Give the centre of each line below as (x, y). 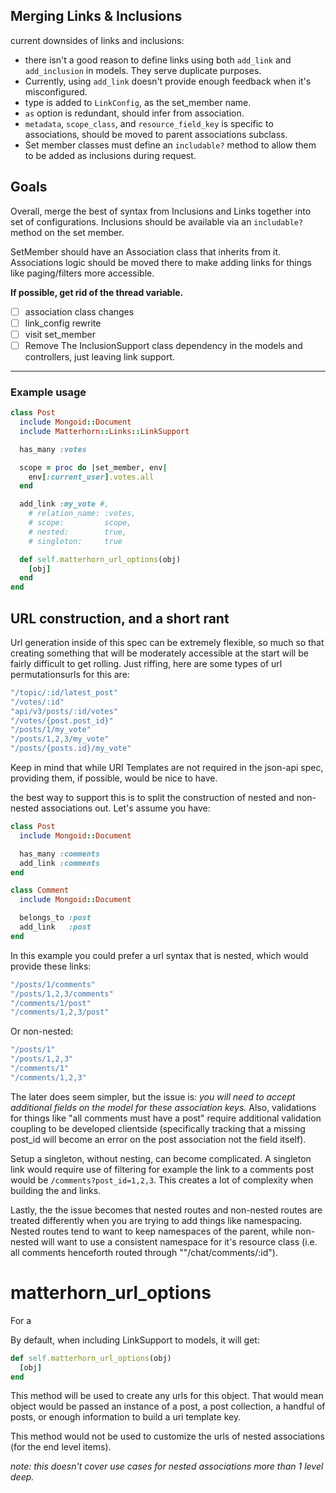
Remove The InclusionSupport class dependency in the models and (163, 345)
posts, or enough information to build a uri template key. (126, 1417)
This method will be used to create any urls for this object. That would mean (167, 1396)
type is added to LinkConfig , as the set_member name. (138, 102)
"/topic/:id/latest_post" (64, 692)
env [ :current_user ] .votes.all (91, 477)
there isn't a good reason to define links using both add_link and (158, 60)
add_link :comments (60, 863)
